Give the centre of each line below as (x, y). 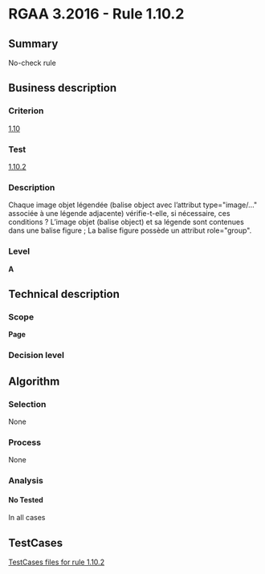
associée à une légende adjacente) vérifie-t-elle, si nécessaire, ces (119, 214)
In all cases (27, 518)
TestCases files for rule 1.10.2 (57, 562)
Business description (63, 88)
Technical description (64, 294)
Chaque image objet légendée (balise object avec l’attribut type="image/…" (133, 205)
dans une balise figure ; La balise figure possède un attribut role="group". (130, 230)
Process (25, 442)
